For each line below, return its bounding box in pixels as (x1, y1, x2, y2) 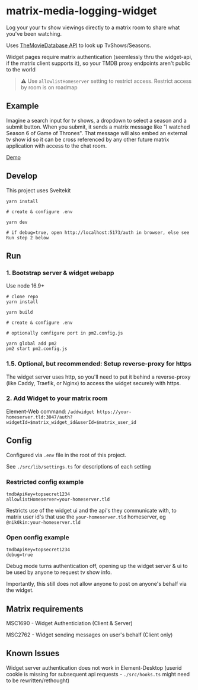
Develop (6, 171, 37, 181)
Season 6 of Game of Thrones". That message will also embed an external (6, 129, 188, 136)
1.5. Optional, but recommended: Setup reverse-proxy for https (6, 360, 191, 368)
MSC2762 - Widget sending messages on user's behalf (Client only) (6, 631, 173, 638)
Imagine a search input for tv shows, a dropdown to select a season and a (6, 117, 187, 124)
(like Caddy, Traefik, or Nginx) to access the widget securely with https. (6, 379, 181, 386)
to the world (6, 65, 36, 73)
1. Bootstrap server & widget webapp (6, 268, 114, 277)
